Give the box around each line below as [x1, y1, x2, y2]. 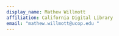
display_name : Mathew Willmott [6, 9, 86, 15]
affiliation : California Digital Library [6, 15, 114, 21]
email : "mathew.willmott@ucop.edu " [6, 20, 99, 26]
